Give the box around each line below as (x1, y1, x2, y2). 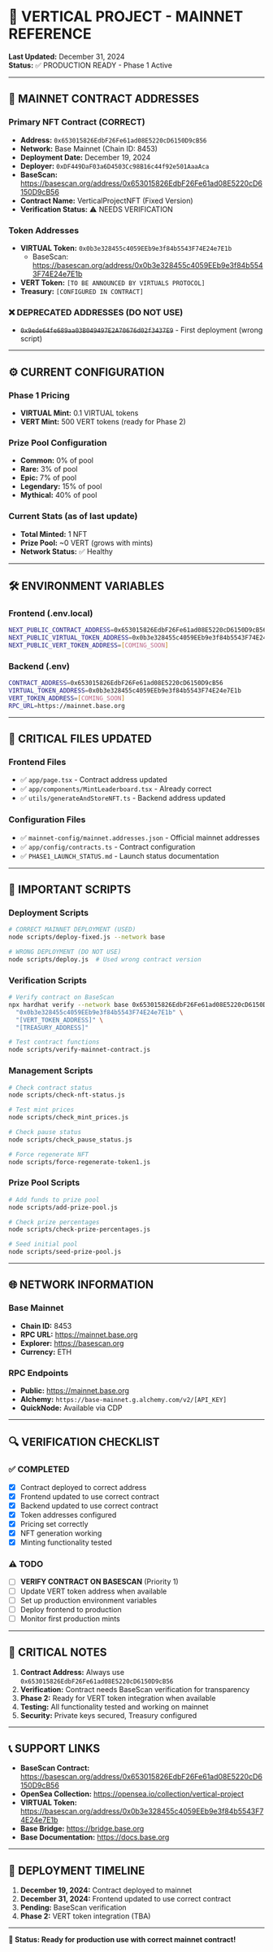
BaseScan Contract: (19, 1763, 90, 1773)
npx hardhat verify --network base (8, 1000, 129, 1009)
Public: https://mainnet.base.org (19, 1386, 130, 1396)
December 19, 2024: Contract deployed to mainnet (19, 1885, 193, 1895)
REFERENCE (8, 24, 92, 43)
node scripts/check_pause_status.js (8, 1136, 132, 1144)
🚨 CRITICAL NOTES (8, 1646, 107, 1660)
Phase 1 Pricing (8, 389, 71, 401)
